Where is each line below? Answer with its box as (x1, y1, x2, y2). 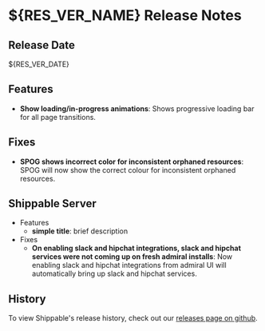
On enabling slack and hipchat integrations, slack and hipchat (31, 243, 242, 253)
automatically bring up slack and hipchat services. (31, 269, 197, 278)
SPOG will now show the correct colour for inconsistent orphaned (19, 165, 236, 174)
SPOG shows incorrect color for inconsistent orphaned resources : (19, 157, 244, 166)
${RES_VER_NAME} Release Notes (8, 6, 242, 25)
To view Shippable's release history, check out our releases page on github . (8, 313, 258, 323)
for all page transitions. (19, 112, 96, 122)
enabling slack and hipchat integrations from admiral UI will (31, 261, 227, 270)
